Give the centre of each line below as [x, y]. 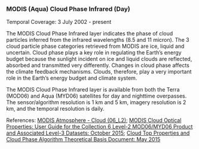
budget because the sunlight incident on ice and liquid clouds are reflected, [99, 59]
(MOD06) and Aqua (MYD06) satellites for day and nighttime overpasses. [97, 96]
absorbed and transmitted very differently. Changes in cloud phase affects [98, 65]
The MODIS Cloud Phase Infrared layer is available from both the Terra [93, 90]
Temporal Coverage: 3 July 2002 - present [59, 22]
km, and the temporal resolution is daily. [55, 109]
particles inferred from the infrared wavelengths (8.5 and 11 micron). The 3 [98, 40]
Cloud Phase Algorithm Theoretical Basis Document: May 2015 [83, 139]
